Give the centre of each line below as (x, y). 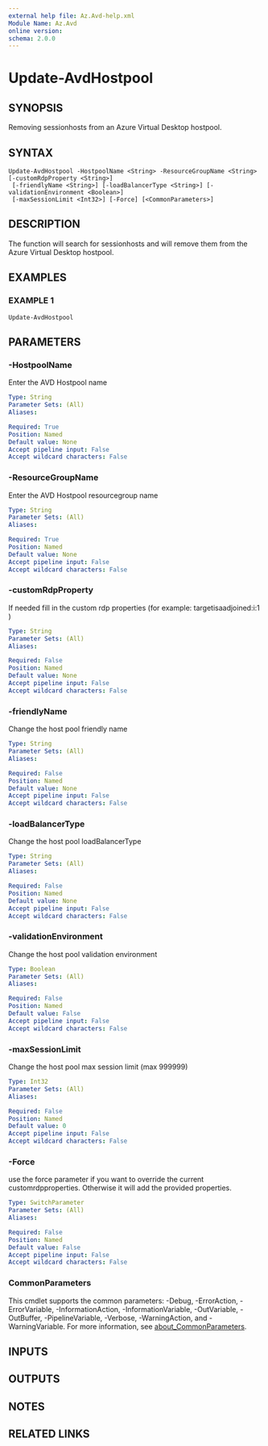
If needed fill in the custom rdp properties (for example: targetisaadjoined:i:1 (134, 608)
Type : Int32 (28, 1082)
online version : (35, 31)
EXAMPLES (37, 278)
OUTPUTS (34, 1379)
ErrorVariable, (31, 1309)
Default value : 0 (37, 1126)
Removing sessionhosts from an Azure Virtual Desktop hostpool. (115, 127)
